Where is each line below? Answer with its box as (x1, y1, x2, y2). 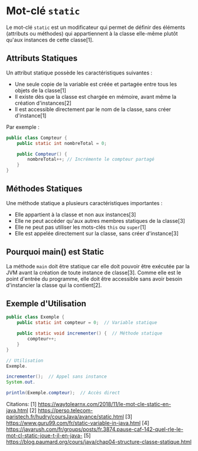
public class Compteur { (6, 135, 67, 141)
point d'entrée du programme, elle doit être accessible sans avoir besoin (6, 275, 183, 282)
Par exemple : (6, 123, 40, 131)
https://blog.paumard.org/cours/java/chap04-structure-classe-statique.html (6, 439, 192, 446)
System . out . (6, 379, 35, 385)
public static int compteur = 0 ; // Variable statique (17, 320, 158, 326)
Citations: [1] (6, 401, 37, 408)
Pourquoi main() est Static (6, 247, 105, 257)
